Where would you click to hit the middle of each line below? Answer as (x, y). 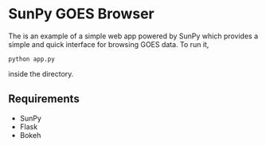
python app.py (32, 59)
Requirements (44, 99)
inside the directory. (41, 73)
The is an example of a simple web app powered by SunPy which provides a (133, 36)
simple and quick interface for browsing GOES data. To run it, (109, 44)
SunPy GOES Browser (81, 14)
